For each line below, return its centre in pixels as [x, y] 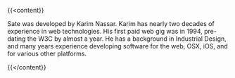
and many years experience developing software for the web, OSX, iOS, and [118, 46]
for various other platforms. [47, 53]
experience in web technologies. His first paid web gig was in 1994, [105, 31]
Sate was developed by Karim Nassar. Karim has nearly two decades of [111, 24]
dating [17, 39]
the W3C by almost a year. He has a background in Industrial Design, [127, 39]
